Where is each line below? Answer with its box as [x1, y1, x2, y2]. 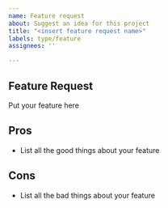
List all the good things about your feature [19, 145, 160, 155]
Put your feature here [8, 100, 79, 110]
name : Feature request [8, 11, 85, 20]
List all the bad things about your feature [19, 190, 156, 200]
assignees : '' [8, 42, 57, 50]
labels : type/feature [8, 34, 82, 43]
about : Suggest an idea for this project [8, 19, 150, 28]
